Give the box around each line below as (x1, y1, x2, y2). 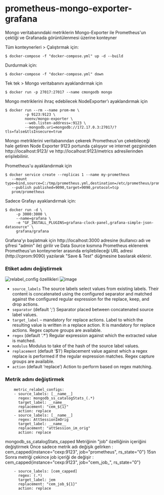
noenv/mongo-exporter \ (24, 116, 73, 121)
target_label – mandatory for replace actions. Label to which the (12, 317, 143, 323)
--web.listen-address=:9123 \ (24, 120, 86, 125)
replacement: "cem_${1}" (18, 404, 69, 409)
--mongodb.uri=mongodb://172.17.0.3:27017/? (24, 125, 117, 130)
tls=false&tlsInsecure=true (5, 129, 62, 134)
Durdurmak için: (5, 62, 38, 68)
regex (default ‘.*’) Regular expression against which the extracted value (12, 333, 157, 338)
